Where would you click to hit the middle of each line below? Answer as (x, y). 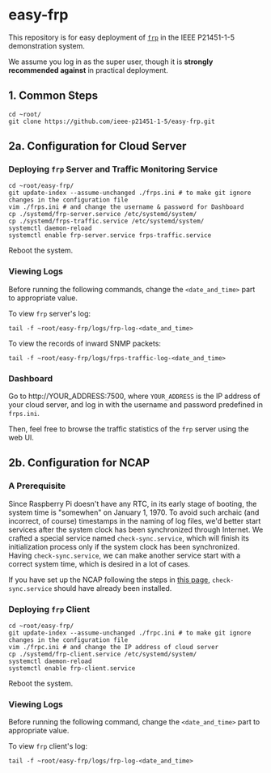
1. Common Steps (53, 96)
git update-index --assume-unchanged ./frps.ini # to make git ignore (130, 193)
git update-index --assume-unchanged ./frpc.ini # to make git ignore (130, 633)
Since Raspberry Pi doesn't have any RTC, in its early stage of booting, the (133, 503)
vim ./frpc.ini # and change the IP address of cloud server (114, 648)
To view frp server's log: (50, 313)
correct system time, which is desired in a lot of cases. (99, 563)
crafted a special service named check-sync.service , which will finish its (129, 538)
